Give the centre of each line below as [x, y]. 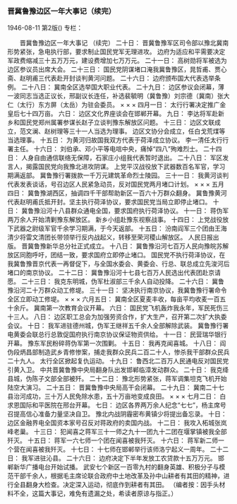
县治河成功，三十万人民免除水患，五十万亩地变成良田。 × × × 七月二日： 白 [117, 397]
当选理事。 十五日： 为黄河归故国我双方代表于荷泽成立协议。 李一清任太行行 [118, 140]
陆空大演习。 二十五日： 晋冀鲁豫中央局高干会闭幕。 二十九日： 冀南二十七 [116, 387]
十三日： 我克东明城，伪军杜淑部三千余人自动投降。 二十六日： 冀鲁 [126, 281]
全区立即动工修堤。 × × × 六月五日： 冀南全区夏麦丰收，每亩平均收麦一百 [114, 299]
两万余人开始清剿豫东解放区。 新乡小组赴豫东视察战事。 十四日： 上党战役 [115, 220]
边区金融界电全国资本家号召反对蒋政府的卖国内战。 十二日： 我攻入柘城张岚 [117, 423]
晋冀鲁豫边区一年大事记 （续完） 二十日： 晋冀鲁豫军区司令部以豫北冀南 [124, 43]
